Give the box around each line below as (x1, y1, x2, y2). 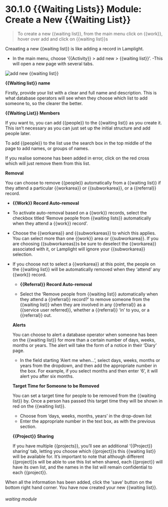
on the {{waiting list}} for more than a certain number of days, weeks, (12, 336, 156, 343)
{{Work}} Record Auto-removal (12, 200, 79, 206)
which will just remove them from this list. (5, 160, 91, 166)
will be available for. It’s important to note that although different (12, 453, 144, 459)
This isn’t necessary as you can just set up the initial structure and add (5, 125, 151, 131)
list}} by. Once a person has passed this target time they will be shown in (12, 397, 162, 403)
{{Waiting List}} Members (5, 110, 60, 116)
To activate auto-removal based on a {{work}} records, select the (12, 209, 147, 215)
